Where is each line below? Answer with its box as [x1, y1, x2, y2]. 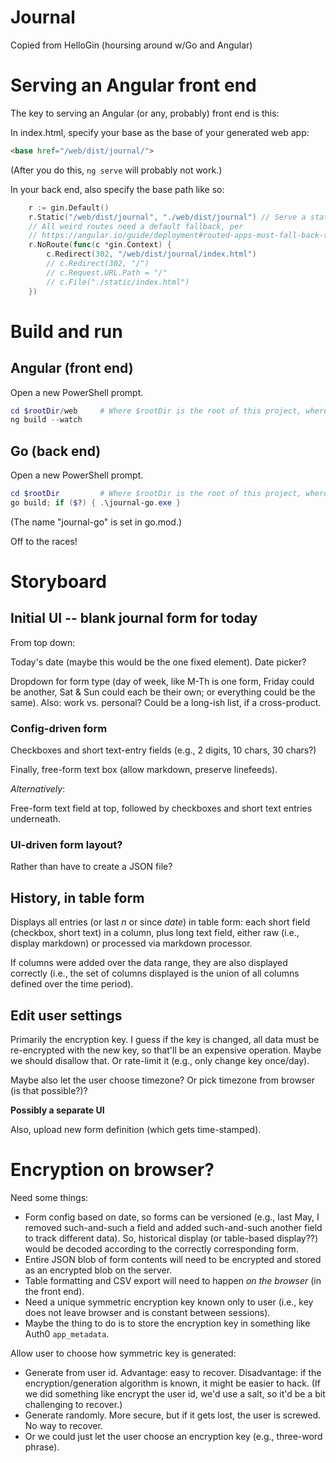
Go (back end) [10, 442, 102, 460]
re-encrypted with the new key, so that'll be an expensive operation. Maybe [10, 1044, 322, 1056]
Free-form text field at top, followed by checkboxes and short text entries [10, 802, 313, 815]
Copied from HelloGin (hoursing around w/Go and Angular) [10, 39, 253, 51]
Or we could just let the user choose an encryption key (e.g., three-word [24, 1430, 323, 1442]
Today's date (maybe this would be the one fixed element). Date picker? [10, 656, 307, 668]
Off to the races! [10, 535, 78, 547]
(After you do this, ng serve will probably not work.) [10, 164, 223, 176]
